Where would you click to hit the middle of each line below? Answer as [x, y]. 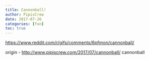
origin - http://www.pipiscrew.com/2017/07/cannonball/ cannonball [75, 52]
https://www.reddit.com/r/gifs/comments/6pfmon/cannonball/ [70, 42]
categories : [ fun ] [24, 24]
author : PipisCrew [24, 14]
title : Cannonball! [26, 10]
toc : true [16, 28]
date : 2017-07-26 [23, 19]
